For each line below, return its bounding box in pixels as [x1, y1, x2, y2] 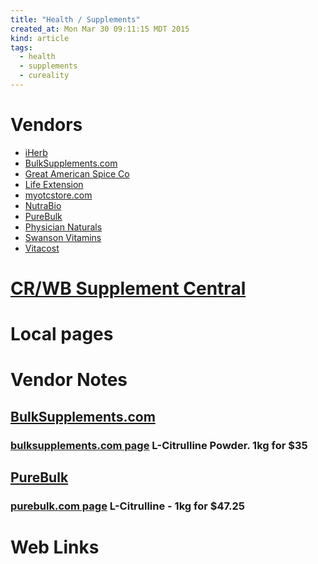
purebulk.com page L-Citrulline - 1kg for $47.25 [10, 499, 245, 513]
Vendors [10, 114, 83, 136]
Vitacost [24, 242, 60, 254]
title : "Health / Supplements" [10, 14, 141, 25]
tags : [10, 42, 33, 53]
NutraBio [24, 199, 62, 211]
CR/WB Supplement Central [10, 277, 247, 300]
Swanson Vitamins [24, 231, 102, 243]
